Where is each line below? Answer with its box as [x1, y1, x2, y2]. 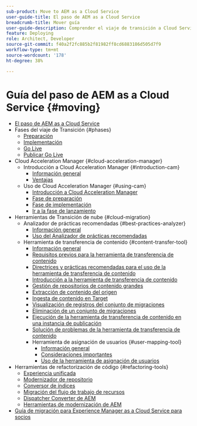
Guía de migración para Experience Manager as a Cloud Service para [14, 407, 182, 414]
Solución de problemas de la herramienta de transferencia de [32, 326, 181, 333]
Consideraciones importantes [40, 351, 113, 358]
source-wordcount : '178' [6, 52, 67, 58]
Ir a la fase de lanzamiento [32, 207, 96, 214]
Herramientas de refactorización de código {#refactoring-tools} [14, 364, 169, 371]
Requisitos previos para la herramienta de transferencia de [32, 251, 174, 259]
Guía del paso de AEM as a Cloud [6, 88, 169, 102]
